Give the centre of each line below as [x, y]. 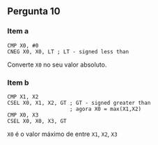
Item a [18, 31]
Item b [18, 83]
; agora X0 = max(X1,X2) [105, 109]
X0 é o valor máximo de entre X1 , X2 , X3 [62, 134]
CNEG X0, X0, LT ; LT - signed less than [68, 51]
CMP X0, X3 [23, 115]
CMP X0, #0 [23, 45]
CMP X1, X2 [23, 96]
